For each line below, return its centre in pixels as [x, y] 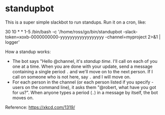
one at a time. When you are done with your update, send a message [82, 66]
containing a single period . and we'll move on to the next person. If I [82, 71]
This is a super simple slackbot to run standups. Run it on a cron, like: [76, 22]
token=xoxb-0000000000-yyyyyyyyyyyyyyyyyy [55, 37]
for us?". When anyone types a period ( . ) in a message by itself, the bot [85, 92]
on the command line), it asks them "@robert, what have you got [91, 87]
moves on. [23, 98]
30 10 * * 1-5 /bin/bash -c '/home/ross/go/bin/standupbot [64, 31]
